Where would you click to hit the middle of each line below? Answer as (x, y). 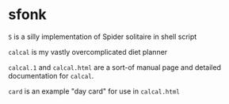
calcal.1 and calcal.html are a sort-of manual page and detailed (115, 67)
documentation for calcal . (51, 75)
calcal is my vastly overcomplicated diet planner (88, 52)
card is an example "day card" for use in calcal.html (94, 91)
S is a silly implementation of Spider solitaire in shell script (103, 37)
